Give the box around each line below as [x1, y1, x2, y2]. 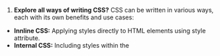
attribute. [13, 34, 40, 42]
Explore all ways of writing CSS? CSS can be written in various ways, [13, 6, 214, 14]
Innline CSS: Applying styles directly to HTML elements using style [13, 27, 206, 35]
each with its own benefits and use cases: [13, 13, 134, 21]
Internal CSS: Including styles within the [13, 41, 130, 49]
